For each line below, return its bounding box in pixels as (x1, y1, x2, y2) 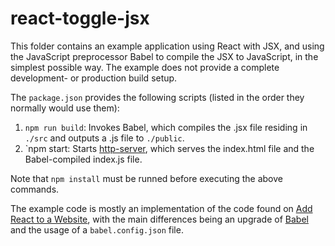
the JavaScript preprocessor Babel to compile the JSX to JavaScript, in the (10, 50, 319, 62)
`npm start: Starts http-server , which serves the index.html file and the (24, 142, 315, 154)
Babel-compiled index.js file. (24, 153, 143, 165)
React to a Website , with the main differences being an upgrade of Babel (10, 213, 309, 225)
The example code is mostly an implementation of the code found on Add (10, 202, 313, 214)
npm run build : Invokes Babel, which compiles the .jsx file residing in (24, 121, 308, 133)
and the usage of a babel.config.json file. (10, 223, 184, 236)
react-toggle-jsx (10, 7, 150, 30)
